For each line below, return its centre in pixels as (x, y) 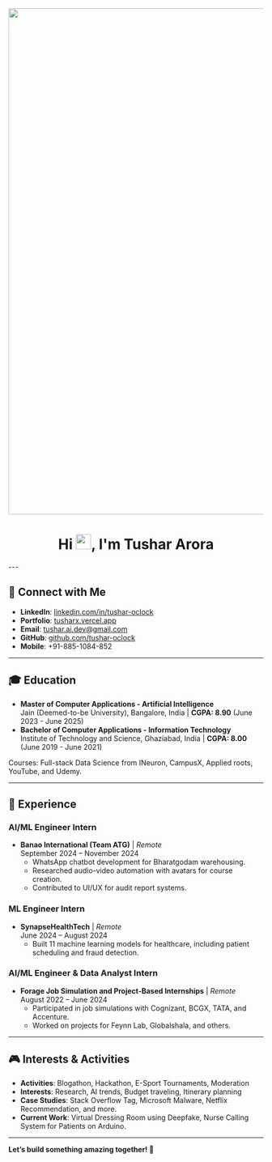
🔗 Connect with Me (57, 592)
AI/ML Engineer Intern (53, 827)
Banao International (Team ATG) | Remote (91, 845)
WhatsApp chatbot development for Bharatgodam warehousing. (139, 862)
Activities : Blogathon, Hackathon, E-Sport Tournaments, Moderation (134, 1083)
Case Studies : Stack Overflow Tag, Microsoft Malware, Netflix (124, 1100)
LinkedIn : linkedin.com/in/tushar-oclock (87, 611)
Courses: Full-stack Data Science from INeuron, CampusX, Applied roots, (131, 762)
